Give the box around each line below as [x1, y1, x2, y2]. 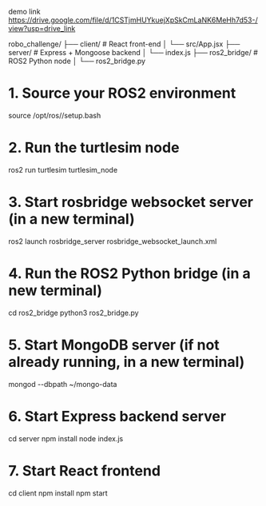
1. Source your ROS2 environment [8, 84, 236, 102]
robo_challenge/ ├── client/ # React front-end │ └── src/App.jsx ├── [8, 39, 240, 49]
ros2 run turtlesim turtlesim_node [8, 165, 118, 174]
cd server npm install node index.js [8, 433, 124, 443]
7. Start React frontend [8, 461, 161, 480]
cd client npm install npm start [8, 488, 108, 498]
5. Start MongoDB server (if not [8, 336, 220, 354]
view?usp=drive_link [8, 24, 76, 33]
